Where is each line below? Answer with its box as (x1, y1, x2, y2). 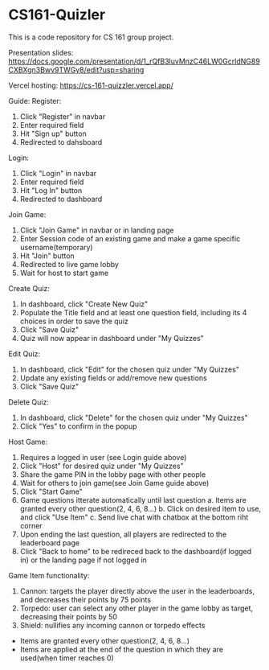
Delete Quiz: (8, 397, 50, 407)
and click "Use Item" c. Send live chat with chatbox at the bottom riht (19, 512, 249, 522)
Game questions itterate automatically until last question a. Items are (19, 495, 247, 504)
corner (19, 520, 43, 530)
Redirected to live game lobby (19, 259, 119, 269)
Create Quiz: (8, 283, 51, 293)
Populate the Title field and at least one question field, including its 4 (19, 307, 247, 317)
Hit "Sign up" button (19, 129, 87, 138)
